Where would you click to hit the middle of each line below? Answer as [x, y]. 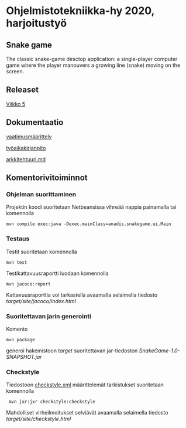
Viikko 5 [16, 104]
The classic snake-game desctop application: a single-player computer [92, 59]
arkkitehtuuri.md [26, 159]
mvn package [20, 339]
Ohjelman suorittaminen [41, 194]
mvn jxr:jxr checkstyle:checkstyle [52, 402]
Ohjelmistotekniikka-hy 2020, [80, 11]
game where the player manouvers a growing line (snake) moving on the [93, 65]
